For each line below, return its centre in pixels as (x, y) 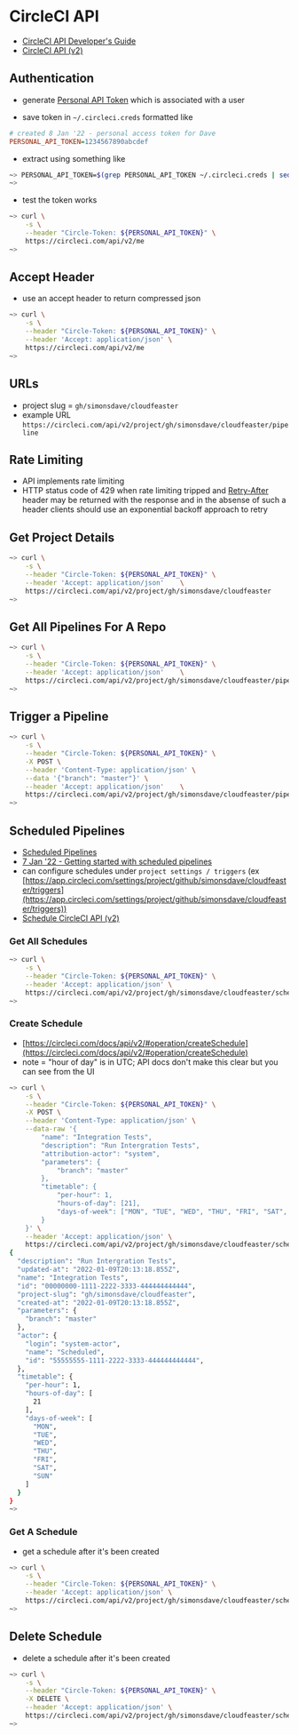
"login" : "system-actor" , (73, 1344)
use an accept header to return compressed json (111, 299)
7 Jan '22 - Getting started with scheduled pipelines (117, 861)
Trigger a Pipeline (59, 716)
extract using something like (74, 158)
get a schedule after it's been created (90, 1551)
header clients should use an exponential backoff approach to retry (145, 509)
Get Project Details (62, 537)
